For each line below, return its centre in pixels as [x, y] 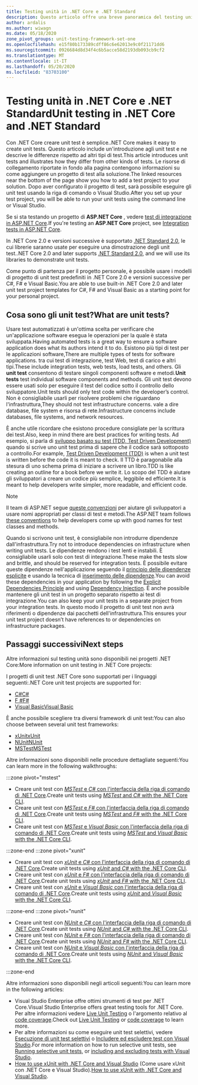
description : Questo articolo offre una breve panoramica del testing [95, 17]
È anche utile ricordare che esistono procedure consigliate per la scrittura [95, 428]
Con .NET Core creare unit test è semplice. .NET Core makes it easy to [91, 143]
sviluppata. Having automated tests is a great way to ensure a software [92, 341]
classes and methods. [33, 527]
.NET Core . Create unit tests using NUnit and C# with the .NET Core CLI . [101, 928]
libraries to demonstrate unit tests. [48, 260]
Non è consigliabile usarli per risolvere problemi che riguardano [83, 398]
